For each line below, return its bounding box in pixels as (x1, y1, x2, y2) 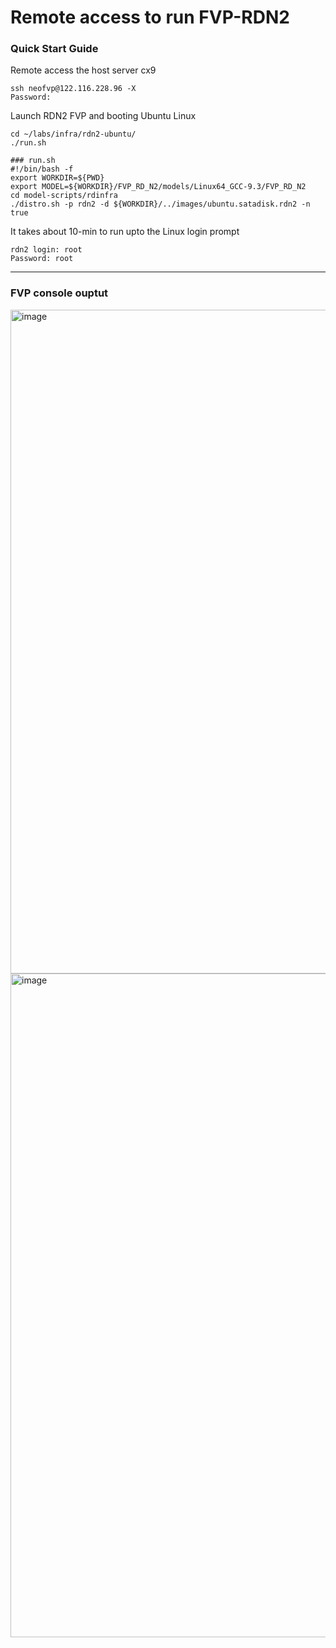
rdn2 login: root (10, 245, 83, 255)
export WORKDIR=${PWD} (10, 173, 105, 183)
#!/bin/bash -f (10, 164, 74, 175)
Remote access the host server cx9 (10, 64, 157, 76)
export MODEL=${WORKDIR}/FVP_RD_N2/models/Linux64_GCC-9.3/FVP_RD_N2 (10, 182, 307, 192)
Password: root (10, 254, 74, 264)
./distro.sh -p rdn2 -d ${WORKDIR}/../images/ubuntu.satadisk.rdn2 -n (10, 199, 311, 210)
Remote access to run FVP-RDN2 (10, 6, 290, 29)
